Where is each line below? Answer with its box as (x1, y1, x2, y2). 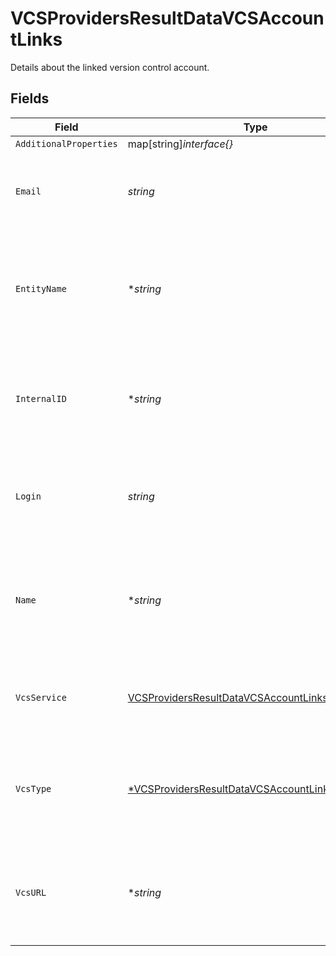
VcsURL (15, 887, 47, 898)
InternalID (15, 393, 67, 404)
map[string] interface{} (127, 137, 234, 151)
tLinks (10, 28, 63, 51)
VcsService (15, 692, 67, 703)
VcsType (15, 783, 52, 794)
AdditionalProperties (15, 138, 118, 149)
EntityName (15, 283, 67, 294)
